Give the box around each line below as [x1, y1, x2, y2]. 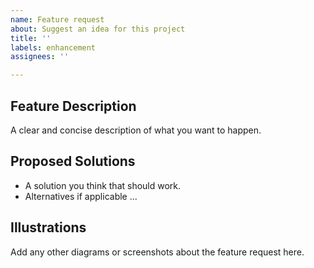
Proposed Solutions [10, 153, 136, 170]
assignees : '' [10, 52, 70, 62]
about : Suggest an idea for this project [10, 24, 186, 34]
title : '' [10, 33, 52, 43]
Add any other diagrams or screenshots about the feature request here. [10, 246, 305, 258]
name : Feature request [10, 14, 105, 25]
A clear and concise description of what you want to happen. [10, 124, 262, 136]
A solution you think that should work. [24, 179, 182, 191]
